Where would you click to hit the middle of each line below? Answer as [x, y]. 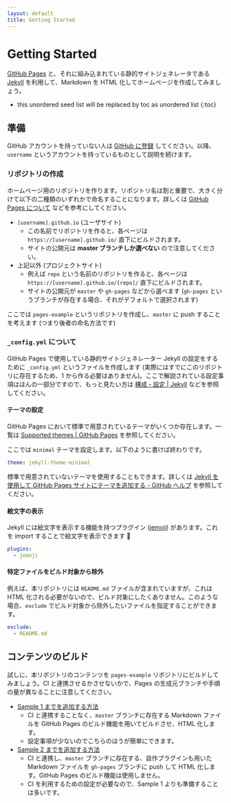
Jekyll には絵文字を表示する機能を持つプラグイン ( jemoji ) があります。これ [113, 527]
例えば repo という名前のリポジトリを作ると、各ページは [107, 274]
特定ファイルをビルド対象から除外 [55, 572]
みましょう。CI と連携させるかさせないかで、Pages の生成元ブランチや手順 [114, 683]
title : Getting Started [41, 20]
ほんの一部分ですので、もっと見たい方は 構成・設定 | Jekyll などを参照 [119, 384]
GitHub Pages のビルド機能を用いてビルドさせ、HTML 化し [125, 723]
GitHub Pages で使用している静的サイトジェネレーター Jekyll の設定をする [113, 358]
